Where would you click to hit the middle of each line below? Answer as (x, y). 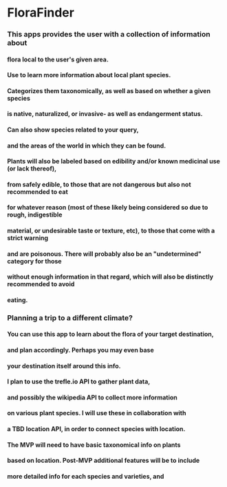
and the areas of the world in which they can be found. (87, 146)
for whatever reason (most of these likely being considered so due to (108, 208)
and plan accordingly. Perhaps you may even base (80, 350)
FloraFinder (41, 13)
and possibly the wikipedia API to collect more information (92, 397)
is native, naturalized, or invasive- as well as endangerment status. (105, 114)
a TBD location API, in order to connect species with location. (96, 428)
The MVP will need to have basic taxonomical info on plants (94, 445)
